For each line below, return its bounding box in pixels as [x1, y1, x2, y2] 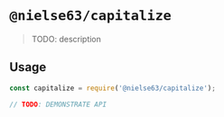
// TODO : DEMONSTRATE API [9, 100, 107, 109]
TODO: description [31, 33, 102, 44]
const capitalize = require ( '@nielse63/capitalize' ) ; [9, 84, 217, 93]
